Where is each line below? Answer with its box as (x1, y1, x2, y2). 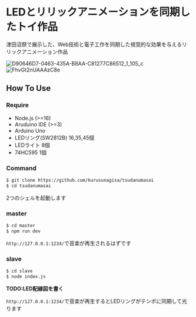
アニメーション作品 (21, 48, 68, 55)
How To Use (6, 83, 51, 93)
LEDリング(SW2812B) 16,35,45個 (14, 134, 95, 141)
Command (6, 164, 36, 172)
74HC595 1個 (14, 149, 47, 156)
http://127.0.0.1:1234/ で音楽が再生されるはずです (6, 240, 131, 247)
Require (6, 101, 29, 109)
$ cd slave (6, 268, 33, 274)
